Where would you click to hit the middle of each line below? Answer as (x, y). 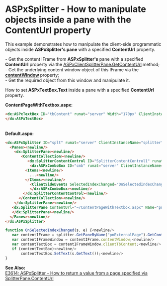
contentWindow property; (32, 75)
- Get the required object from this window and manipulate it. (68, 80)
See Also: (15, 268)
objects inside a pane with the (68, 20)
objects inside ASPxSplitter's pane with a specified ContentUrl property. (80, 49)
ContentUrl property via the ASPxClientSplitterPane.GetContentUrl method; (83, 64)
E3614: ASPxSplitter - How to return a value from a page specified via (77, 273)
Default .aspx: (19, 134)
